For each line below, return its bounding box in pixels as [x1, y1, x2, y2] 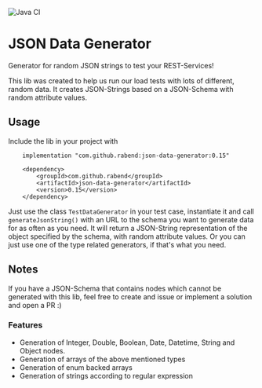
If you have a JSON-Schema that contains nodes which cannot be [8, 284, 222, 293]
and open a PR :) [8, 300, 62, 309]
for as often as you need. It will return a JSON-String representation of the [8, 223, 248, 232]
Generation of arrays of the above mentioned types [19, 354, 186, 364]
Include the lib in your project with [8, 136, 118, 145]
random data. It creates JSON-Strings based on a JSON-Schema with [8, 84, 234, 93]
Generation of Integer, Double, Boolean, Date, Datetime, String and [19, 338, 235, 347]
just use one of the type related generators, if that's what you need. [8, 240, 227, 249]
